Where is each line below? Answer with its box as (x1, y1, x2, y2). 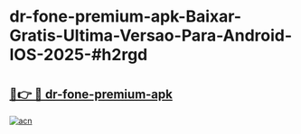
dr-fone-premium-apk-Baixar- (9, 6, 242, 27)
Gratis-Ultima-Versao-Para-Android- (9, 25, 293, 46)
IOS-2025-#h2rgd (9, 45, 148, 65)
